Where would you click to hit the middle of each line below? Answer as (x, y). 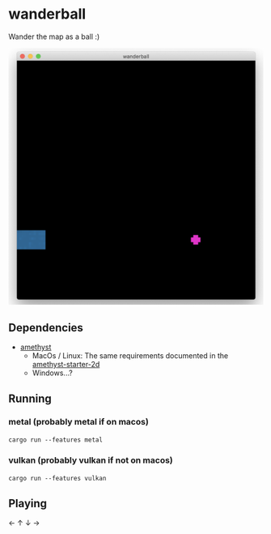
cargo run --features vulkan (57, 479)
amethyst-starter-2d (66, 365)
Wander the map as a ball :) (54, 36)
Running (30, 398)
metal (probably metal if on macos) (79, 421)
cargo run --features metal (56, 440)
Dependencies (46, 328)
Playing (28, 503)
